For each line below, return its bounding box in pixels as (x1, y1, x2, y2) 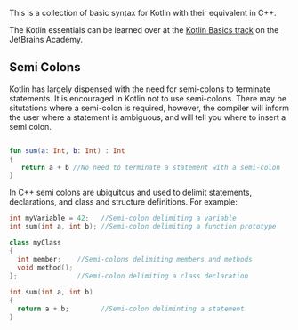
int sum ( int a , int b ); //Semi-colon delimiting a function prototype (9, 222, 277, 231)
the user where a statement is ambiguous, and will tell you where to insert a (9, 111, 286, 123)
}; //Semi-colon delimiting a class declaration (9, 271, 249, 280)
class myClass (9, 238, 62, 247)
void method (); (17, 262, 74, 272)
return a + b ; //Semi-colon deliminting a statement (17, 304, 245, 314)
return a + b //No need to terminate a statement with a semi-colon (20, 163, 280, 172)
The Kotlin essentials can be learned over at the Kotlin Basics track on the (9, 25, 279, 35)
